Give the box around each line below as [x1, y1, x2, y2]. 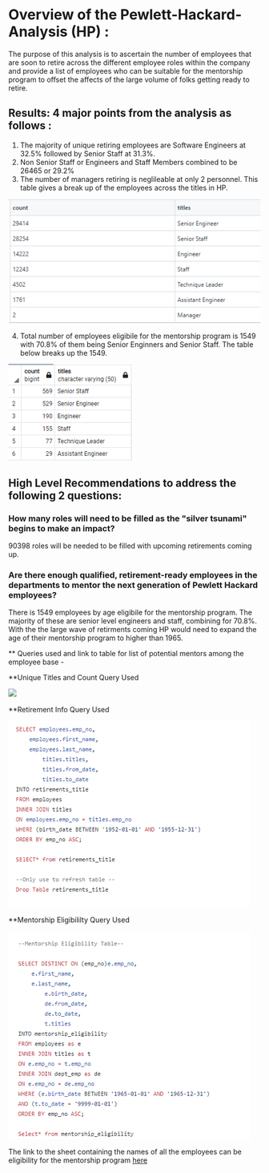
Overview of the [8, 6, 118, 24]
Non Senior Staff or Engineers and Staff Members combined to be [19, 157, 238, 167]
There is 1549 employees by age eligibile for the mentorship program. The [8, 607, 252, 618]
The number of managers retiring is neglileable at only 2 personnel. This [19, 174, 259, 183]
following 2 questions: [8, 489, 122, 502]
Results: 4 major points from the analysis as [8, 107, 232, 120]
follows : [8, 119, 52, 133]
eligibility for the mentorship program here [8, 1155, 148, 1165]
